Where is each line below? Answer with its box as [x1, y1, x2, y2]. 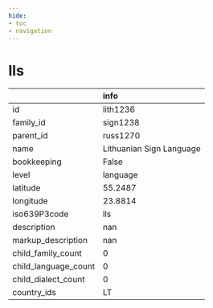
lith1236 [102, 104, 135, 115]
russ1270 [102, 130, 141, 142]
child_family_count [12, 248, 82, 259]
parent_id [12, 130, 48, 142]
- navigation [8, 27, 52, 35]
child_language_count [12, 261, 95, 272]
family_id [12, 117, 46, 129]
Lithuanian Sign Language [102, 143, 201, 154]
